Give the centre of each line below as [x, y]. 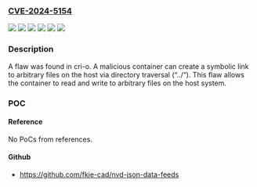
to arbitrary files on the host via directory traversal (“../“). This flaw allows [127, 74]
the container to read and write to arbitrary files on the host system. [118, 83]
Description [31, 49]
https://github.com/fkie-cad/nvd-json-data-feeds [99, 174]
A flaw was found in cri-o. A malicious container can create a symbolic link [128, 66]
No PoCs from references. [50, 139]
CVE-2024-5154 [40, 11]
